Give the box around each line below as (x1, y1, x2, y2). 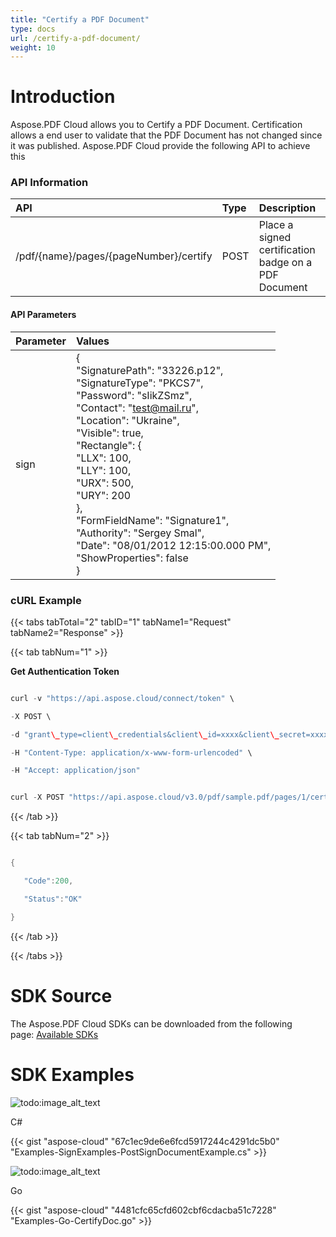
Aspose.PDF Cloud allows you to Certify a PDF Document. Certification (10, 119, 303, 131)
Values (75, 334, 110, 348)
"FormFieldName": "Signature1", (75, 513, 230, 527)
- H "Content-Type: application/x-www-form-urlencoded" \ (10, 747, 253, 758)
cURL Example (10, 593, 82, 607)
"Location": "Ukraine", (75, 413, 180, 427)
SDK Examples (10, 1063, 135, 1086)
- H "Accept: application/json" (10, 766, 141, 776)
